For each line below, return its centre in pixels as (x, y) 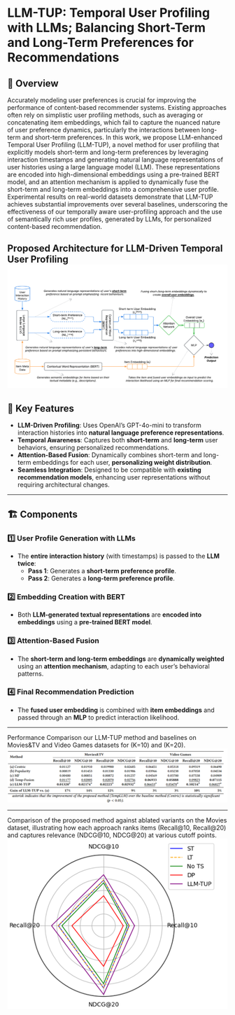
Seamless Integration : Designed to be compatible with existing (109, 470)
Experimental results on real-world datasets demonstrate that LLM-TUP (110, 197)
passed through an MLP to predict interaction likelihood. (98, 717)
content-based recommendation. (55, 226)
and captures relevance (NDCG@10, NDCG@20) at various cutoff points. (112, 835)
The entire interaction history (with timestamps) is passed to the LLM (119, 556)
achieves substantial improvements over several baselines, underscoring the (117, 204)
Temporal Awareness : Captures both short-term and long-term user (117, 440)
